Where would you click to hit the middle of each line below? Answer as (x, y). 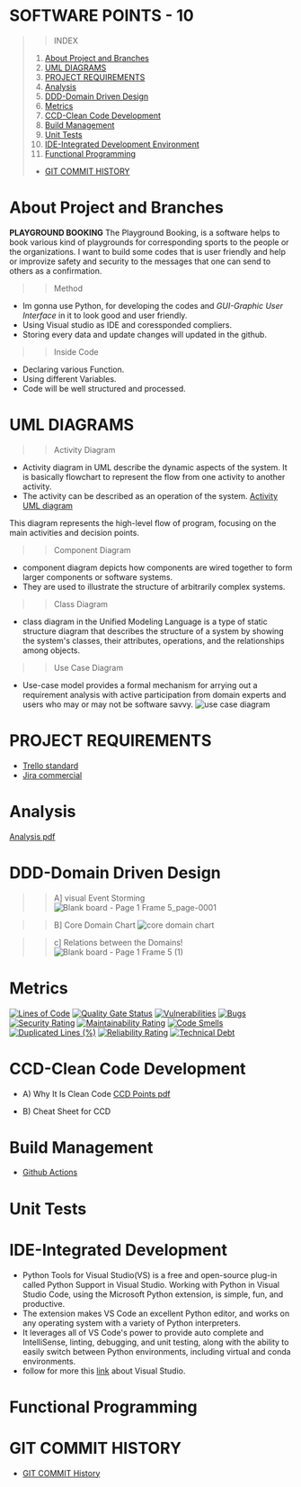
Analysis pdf (32, 836)
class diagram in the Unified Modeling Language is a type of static (145, 621)
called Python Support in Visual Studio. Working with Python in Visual (151, 1284)
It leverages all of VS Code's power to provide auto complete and (143, 1332)
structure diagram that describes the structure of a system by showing (153, 630)
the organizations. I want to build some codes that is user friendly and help (147, 251)
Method (68, 288)
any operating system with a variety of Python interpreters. (131, 1323)
